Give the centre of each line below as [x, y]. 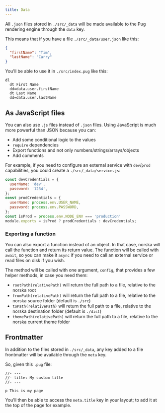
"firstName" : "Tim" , [31, 53]
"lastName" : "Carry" [31, 57]
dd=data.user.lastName [33, 98]
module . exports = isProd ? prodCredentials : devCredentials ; [71, 221]
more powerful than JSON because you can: [51, 130]
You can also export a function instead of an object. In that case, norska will [83, 244]
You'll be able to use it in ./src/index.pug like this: [56, 71]
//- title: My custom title [34, 378]
